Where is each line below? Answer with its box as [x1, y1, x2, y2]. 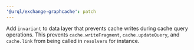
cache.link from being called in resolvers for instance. [6, 37, 140, 44]
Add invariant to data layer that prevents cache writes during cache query [6, 25, 189, 32]
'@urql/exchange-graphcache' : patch [6, 8, 96, 15]
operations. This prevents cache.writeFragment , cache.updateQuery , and [6, 31, 180, 38]
